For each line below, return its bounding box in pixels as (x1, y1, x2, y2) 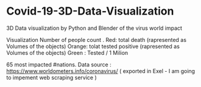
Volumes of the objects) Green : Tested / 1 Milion (6, 49, 129, 56)
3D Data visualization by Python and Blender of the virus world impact (6, 24, 183, 32)
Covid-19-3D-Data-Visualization (6, 4, 174, 18)
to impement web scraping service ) (6, 74, 97, 81)
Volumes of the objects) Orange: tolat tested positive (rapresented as (6, 43, 180, 50)
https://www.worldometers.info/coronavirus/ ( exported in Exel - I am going (6, 67, 196, 74)
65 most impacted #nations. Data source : (6, 61, 111, 68)
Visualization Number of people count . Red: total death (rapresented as (6, 36, 187, 43)
